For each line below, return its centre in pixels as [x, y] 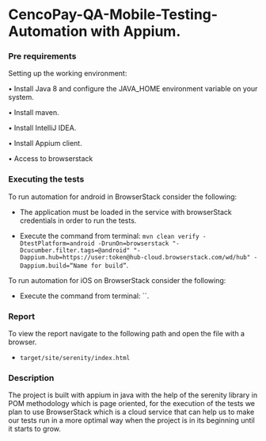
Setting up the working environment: [68, 74]
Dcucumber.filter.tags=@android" [75, 250]
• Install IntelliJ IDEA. [42, 128]
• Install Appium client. [45, 144]
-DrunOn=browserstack [133, 244]
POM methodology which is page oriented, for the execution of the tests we [132, 404]
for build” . [110, 265]
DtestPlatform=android [57, 244]
